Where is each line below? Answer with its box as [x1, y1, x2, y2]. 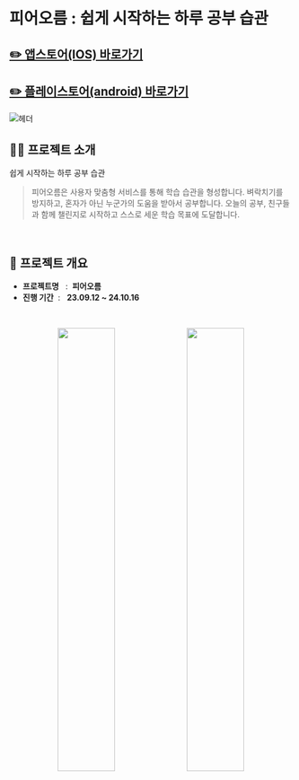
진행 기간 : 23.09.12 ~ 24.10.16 [22, 293, 140, 303]
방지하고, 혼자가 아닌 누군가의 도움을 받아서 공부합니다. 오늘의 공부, [31, 198, 267, 209]
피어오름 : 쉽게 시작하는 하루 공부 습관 [9, 8, 269, 29]
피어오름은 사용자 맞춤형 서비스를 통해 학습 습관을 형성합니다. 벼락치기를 [31, 187, 284, 197]
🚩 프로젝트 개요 [9, 255, 88, 270]
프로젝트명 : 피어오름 [22, 281, 101, 292]
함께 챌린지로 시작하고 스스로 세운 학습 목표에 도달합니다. [40, 209, 241, 220]
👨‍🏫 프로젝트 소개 [9, 142, 96, 157]
